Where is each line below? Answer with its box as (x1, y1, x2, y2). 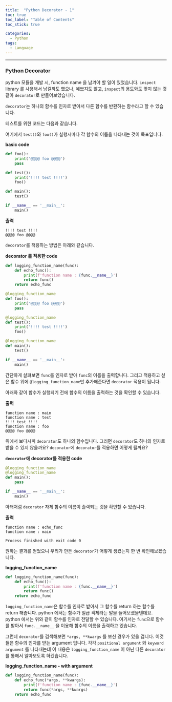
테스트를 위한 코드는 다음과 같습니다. (5, 120, 78, 127)
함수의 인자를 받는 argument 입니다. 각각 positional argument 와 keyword (14, 640, 164, 646)
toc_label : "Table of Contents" (5, 17, 74, 22)
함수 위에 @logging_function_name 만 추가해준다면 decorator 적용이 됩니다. (10, 378, 161, 384)
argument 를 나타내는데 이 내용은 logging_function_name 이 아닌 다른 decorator (5, 646, 166, 652)
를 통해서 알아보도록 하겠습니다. (5, 653, 69, 659)
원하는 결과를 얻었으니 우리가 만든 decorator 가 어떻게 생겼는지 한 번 (5, 548, 141, 554)
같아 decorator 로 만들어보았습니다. (5, 92, 76, 98)
